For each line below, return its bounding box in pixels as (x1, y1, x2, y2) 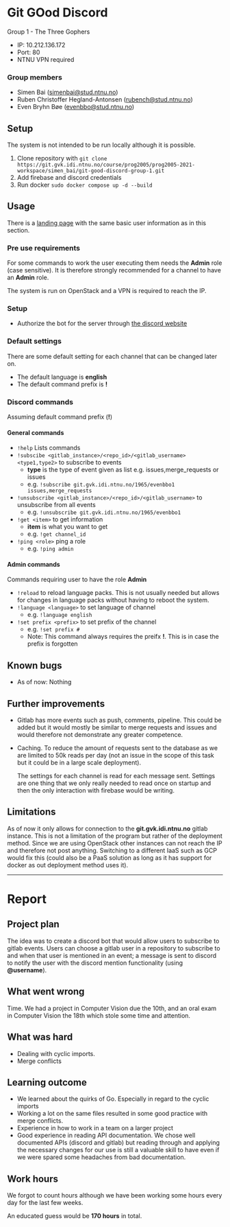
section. (7, 226, 30, 234)
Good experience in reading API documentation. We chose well (16, 1131, 196, 1140)
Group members (7, 72, 63, 82)
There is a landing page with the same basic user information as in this (7, 218, 207, 227)
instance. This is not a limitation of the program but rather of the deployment (7, 832, 222, 840)
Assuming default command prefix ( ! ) (7, 413, 113, 421)
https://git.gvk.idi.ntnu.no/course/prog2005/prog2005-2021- (16, 161, 196, 169)
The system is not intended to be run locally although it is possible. (7, 141, 196, 149)
